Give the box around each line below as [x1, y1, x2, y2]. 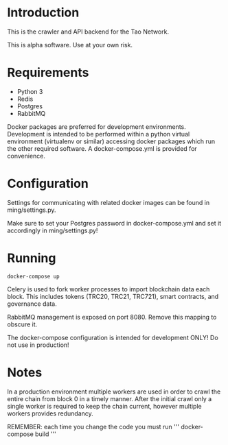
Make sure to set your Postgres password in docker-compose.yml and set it [7, 219, 222, 227]
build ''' [35, 430, 56, 438]
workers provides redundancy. [7, 409, 94, 418]
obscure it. [7, 320, 38, 328]
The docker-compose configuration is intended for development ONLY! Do [7, 333, 218, 341]
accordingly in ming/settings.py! [7, 226, 98, 234]
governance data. [7, 300, 57, 308]
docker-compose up [7, 273, 60, 280]
